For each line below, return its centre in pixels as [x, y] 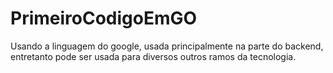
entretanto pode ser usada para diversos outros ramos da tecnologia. [153, 56]
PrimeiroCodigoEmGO [104, 18]
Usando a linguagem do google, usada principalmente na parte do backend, [167, 46]
